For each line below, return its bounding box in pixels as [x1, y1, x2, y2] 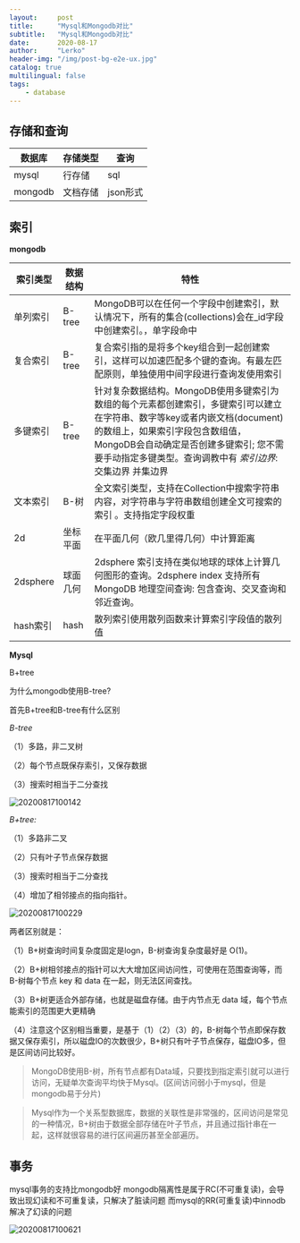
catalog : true [9, 64, 62, 72]
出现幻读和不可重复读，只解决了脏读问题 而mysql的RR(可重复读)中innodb [16, 1195, 286, 1205]
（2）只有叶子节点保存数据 [9, 852, 109, 863]
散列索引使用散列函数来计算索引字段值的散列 [94, 613, 283, 626]
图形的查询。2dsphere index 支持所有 [103, 569, 261, 582]
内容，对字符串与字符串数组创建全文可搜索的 [94, 496, 283, 508]
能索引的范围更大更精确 [9, 1006, 96, 1017]
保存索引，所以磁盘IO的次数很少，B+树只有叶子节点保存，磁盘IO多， [24, 1035, 279, 1047]
